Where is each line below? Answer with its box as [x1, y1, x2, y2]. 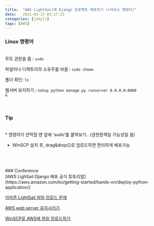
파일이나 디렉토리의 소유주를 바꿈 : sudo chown [5, 66, 94, 72]
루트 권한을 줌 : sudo [5, 55, 44, 62]
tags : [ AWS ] [5, 21, 29, 26]
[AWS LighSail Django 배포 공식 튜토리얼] [5, 173, 86, 179]
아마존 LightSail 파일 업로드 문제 [5, 194, 67, 200]
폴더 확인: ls [5, 76, 29, 82]
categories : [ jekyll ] [5, 16, 50, 21]
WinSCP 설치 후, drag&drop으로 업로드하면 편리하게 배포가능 [12, 142, 130, 148]
